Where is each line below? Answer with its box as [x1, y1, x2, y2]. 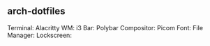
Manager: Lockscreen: [7, 31, 72, 39]
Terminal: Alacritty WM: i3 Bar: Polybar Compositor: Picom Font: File [7, 23, 204, 32]
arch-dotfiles [7, 5, 66, 17]
